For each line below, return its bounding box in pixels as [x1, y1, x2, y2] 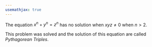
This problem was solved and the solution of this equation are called [5, 31, 146, 37]
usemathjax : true [5, 7, 42, 12]
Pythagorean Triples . [5, 37, 49, 43]
